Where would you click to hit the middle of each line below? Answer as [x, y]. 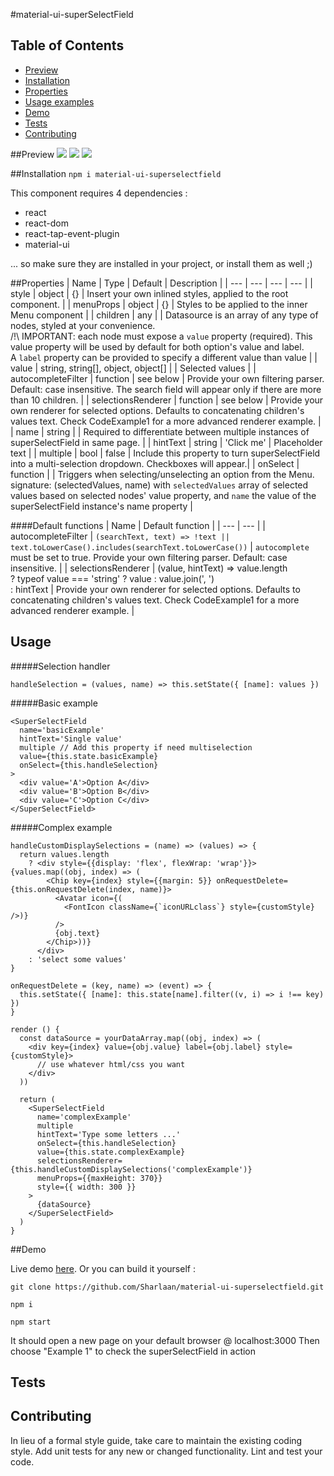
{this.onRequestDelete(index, [73, 889]
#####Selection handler [60, 666]
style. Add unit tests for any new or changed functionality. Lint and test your [166, 1451]
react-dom [46, 223]
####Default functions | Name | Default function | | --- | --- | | [138, 525]
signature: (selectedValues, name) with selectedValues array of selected [159, 485]
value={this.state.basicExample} [89, 756]
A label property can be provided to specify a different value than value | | [164, 357]
